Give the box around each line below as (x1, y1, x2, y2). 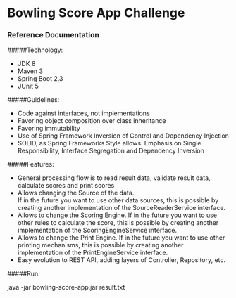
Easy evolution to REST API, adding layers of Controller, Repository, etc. (17, 256, 226, 264)
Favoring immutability (17, 124, 81, 133)
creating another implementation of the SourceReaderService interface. (17, 204, 226, 212)
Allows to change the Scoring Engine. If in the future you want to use (17, 211, 217, 219)
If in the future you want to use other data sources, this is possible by (17, 196, 219, 205)
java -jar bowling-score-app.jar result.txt (7, 283, 125, 292)
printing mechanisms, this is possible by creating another (17, 241, 184, 250)
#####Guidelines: (7, 96, 60, 104)
